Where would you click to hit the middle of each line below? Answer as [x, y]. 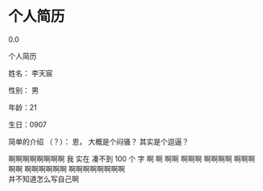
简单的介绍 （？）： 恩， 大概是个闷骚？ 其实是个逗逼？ [99, 141]
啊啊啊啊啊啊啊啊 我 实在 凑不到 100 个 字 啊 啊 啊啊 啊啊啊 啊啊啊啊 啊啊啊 [132, 159]
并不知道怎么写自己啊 [43, 179]
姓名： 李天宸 [31, 73]
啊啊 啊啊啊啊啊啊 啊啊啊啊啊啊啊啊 [67, 168]
